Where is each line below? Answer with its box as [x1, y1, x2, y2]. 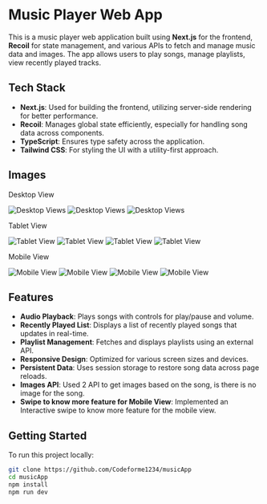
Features [8, 291, 54, 304]
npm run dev [8, 488, 48, 496]
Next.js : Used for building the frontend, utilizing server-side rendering [19, 102, 252, 112]
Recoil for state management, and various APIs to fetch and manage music [8, 40, 256, 50]
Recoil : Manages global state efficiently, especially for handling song [19, 119, 249, 129]
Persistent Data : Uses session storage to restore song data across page [19, 363, 260, 372]
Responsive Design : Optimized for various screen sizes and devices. [19, 355, 249, 364]
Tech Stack [8, 81, 66, 95]
